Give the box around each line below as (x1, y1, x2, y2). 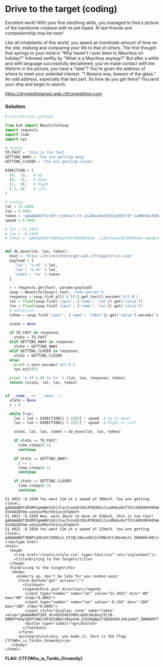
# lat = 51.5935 (5, 227, 38, 231)
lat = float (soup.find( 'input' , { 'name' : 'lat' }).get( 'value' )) (9, 299, 143, 304)
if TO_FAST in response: (9, 330, 60, 335)
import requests (5, 128, 38, 132)
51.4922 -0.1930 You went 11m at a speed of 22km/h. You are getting (5, 526, 150, 532)
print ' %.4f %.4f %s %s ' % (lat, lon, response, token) (9, 376, 125, 381)
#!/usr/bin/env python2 (5, 114, 54, 119)
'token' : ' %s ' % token (14, 272, 60, 277)
